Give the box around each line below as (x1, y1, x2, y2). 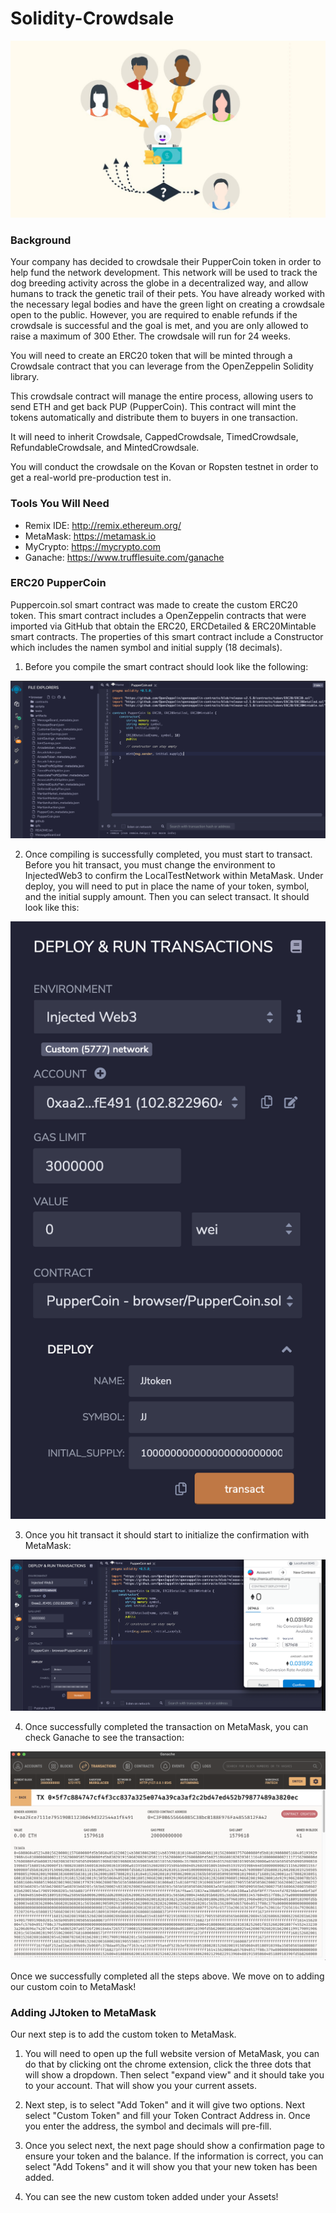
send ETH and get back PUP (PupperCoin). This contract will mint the (10, 401, 297, 413)
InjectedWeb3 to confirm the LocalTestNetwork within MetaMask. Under (24, 870, 324, 882)
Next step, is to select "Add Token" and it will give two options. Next (24, 2099, 305, 2111)
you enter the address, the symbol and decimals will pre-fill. (24, 2120, 272, 2132)
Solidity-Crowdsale (10, 7, 175, 30)
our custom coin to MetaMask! (10, 1981, 137, 1993)
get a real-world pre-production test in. (10, 472, 172, 484)
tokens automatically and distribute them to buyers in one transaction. (10, 412, 298, 424)
